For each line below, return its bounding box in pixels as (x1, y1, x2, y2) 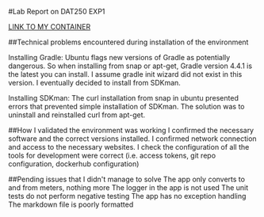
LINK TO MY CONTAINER (8, 22, 91, 31)
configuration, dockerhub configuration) (8, 159, 140, 169)
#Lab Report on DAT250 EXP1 (8, 7, 105, 16)
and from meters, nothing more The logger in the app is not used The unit (8, 183, 249, 192)
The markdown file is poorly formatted (8, 200, 134, 209)
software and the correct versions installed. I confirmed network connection (8, 134, 257, 143)
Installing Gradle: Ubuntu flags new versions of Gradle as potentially (8, 53, 231, 62)
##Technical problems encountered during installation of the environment (8, 37, 249, 47)
